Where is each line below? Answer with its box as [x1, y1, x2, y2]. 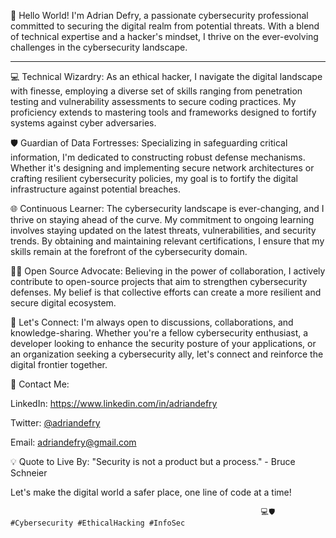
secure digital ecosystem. [10, 297, 117, 309]
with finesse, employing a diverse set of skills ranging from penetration [10, 85, 303, 97]
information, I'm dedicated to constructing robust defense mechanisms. [10, 151, 306, 163]
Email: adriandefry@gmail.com [10, 436, 137, 448]
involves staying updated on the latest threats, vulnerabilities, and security [10, 225, 317, 236]
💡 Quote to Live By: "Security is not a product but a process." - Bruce [10, 456, 296, 467]
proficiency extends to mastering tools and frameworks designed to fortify [10, 106, 317, 118]
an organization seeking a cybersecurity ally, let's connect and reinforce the [10, 348, 324, 360]
